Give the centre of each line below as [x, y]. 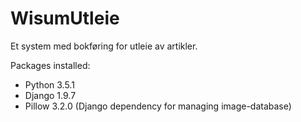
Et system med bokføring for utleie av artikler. [104, 46]
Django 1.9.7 [50, 95]
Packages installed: [50, 65]
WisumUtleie [65, 18]
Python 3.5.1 [49, 84]
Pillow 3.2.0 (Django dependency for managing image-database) [158, 106]
